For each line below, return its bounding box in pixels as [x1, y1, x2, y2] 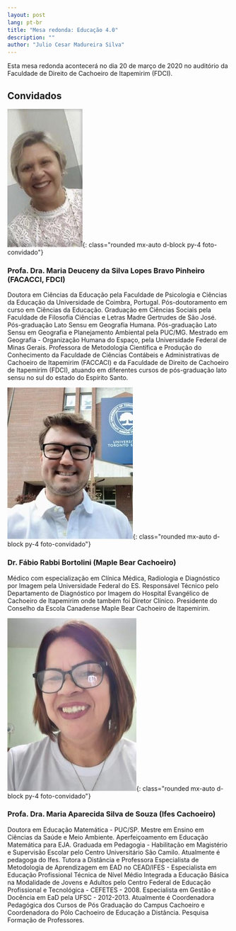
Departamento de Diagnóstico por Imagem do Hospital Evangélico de [7, 589, 210, 597]
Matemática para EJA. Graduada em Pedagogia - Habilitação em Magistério [7, 840, 228, 849]
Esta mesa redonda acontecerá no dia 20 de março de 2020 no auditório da [7, 62, 228, 70]
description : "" [7, 34, 55, 41]
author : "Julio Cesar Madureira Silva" [7, 41, 125, 49]
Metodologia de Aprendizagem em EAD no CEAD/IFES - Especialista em [7, 863, 217, 871]
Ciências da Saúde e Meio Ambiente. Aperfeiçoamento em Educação [7, 833, 208, 841]
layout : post [7, 11, 46, 18]
